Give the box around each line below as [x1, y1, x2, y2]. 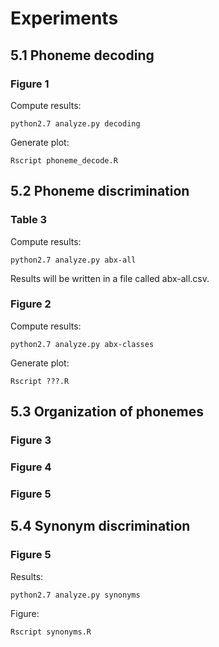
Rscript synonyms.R [10, 627, 92, 637]
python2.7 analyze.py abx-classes [10, 339, 155, 349]
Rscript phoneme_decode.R [10, 155, 118, 166]
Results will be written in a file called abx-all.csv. [10, 272, 210, 284]
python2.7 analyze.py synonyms [10, 590, 141, 600]
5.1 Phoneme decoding [10, 47, 155, 64]
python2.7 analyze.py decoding [10, 118, 141, 129]
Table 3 [10, 213, 48, 227]
